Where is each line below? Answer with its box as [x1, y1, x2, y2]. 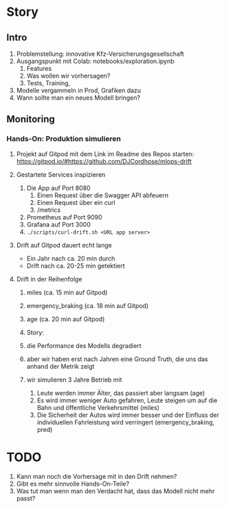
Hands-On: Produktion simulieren [6, 134, 122, 144]
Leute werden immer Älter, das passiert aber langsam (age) [36, 389, 205, 397]
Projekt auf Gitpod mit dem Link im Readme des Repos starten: [16, 149, 194, 158]
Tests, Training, [26, 79, 71, 87]
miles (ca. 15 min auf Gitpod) [26, 288, 108, 296]
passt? [16, 494, 36, 502]
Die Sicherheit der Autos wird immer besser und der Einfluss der [36, 411, 219, 419]
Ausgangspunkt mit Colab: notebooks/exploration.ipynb [16, 57, 174, 65]
